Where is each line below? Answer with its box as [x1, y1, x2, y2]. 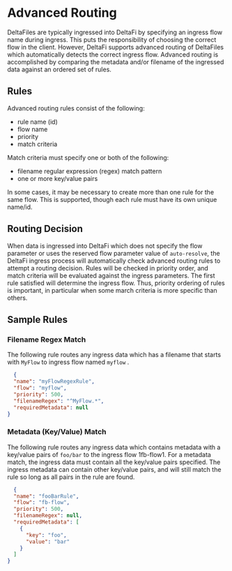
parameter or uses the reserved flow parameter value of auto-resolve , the [7, 249, 221, 257]
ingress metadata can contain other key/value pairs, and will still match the [7, 465, 222, 473]
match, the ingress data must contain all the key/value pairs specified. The [7, 458, 221, 466]
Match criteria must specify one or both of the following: [7, 153, 169, 161]
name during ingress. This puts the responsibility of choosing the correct [7, 35, 217, 43]
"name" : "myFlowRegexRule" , [13, 378, 95, 385]
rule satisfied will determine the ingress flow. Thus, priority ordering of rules [7, 278, 225, 287]
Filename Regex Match [7, 334, 86, 344]
